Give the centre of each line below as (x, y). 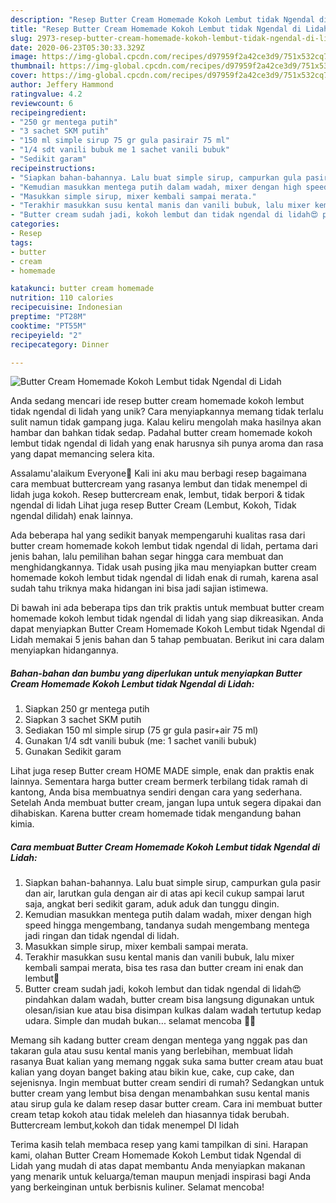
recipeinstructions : (53, 168)
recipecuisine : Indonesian (66, 307)
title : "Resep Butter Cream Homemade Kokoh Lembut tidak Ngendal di (156, 29)
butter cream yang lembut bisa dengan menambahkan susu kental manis (160, 1093)
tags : (21, 242)
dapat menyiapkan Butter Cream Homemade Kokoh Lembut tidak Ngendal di (168, 629)
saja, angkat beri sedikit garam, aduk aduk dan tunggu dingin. (152, 904)
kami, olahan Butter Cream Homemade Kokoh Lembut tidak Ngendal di (156, 1155)
